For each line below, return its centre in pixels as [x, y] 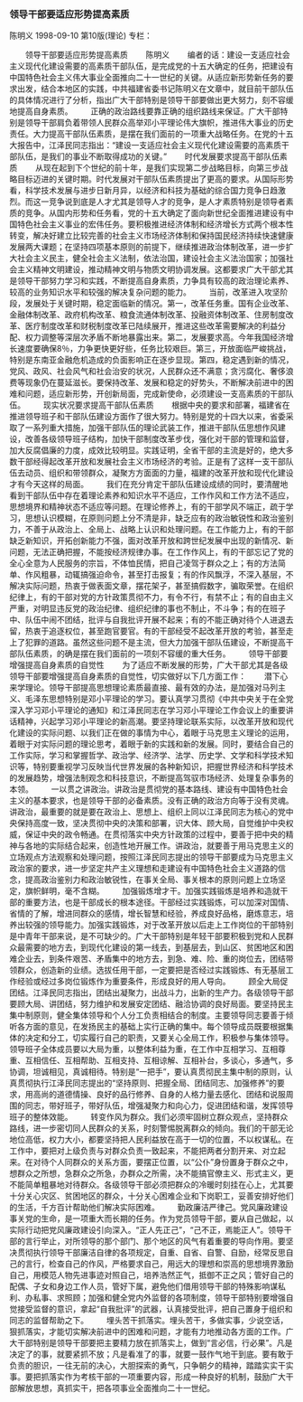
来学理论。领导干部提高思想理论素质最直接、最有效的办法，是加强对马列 [143, 688]
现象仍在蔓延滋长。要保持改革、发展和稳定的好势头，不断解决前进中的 [155, 382]
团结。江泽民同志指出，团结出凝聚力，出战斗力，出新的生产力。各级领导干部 [151, 993]
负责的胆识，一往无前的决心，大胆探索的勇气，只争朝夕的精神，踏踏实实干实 [151, 1366]
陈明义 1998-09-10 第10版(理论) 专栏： [81, 36]
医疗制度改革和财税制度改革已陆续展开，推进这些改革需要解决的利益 [151, 326]
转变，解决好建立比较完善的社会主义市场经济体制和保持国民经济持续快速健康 [151, 236]
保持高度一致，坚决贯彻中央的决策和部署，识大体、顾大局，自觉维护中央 [151, 823]
